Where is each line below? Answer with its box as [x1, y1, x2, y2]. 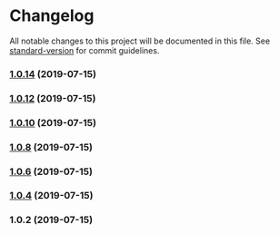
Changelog [9, 5, 95, 26]
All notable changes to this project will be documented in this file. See [9, 35, 271, 46]
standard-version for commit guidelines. [9, 44, 160, 55]
